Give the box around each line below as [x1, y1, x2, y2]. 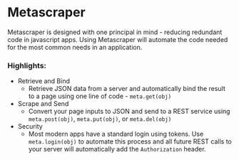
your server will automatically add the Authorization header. [28, 145, 206, 154]
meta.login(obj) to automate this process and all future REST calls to [28, 137, 232, 146]
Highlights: [7, 60, 47, 70]
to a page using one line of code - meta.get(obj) [28, 92, 172, 100]
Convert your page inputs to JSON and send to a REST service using [28, 107, 230, 116]
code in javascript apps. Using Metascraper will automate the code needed [7, 35, 228, 43]
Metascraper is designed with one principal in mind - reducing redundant [7, 28, 223, 36]
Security [17, 122, 43, 131]
